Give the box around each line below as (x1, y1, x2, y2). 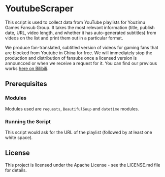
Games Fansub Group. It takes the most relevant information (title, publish (5, 24, 155, 30)
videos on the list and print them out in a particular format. (5, 35, 123, 41)
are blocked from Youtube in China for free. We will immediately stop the (5, 50, 153, 56)
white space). (5, 134, 33, 141)
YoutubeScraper (5, 3, 74, 14)
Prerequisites (5, 80, 47, 88)
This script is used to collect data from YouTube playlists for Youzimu (5, 19, 145, 25)
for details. (5, 167, 27, 173)
